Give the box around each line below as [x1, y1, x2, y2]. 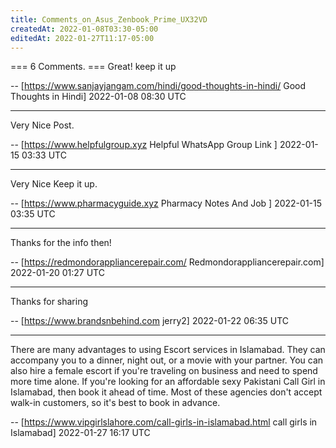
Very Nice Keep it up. [10, 178, 98, 190]
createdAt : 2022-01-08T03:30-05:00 [10, 24, 159, 34]
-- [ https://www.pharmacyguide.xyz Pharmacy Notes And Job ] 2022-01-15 [10, 197, 323, 210]
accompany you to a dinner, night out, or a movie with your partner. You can [10, 354, 324, 366]
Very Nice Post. [10, 119, 75, 131]
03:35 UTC [10, 208, 56, 220]
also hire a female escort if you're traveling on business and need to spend [10, 365, 318, 377]
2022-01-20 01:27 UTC [10, 267, 105, 279]
